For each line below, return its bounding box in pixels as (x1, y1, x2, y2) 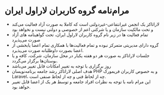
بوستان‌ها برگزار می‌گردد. (11, 58, 58, 63)
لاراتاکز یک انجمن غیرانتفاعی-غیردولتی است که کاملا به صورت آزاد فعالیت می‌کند (11, 21, 160, 27)
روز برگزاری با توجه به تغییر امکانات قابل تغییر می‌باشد (11, 63, 112, 69)
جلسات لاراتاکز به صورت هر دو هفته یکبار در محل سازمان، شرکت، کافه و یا (11, 52, 150, 59)
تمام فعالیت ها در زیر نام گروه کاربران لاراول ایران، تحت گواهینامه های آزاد (11, 32, 149, 37)
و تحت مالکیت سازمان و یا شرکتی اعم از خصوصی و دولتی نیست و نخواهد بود (11, 26, 154, 32)
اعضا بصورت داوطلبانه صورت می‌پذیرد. (11, 47, 84, 53)
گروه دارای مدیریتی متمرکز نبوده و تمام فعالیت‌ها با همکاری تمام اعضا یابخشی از (11, 42, 159, 48)
